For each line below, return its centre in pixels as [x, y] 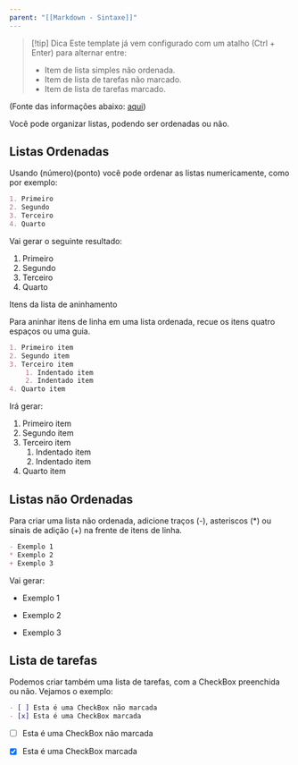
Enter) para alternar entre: [79, 52]
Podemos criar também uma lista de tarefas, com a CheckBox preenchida [145, 682]
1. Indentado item [59, 372]
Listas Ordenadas [59, 152]
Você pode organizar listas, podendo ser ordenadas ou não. [120, 123]
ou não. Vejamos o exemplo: [61, 692]
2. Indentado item [59, 381]
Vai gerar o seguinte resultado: [66, 241]
